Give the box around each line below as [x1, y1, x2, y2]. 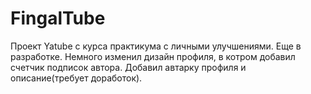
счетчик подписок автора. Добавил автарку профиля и [10, 61, 247, 73]
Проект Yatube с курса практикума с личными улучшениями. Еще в [10, 40, 302, 52]
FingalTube [10, 7, 106, 30]
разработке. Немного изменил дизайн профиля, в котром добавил [10, 50, 296, 62]
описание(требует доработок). [10, 72, 143, 84]
